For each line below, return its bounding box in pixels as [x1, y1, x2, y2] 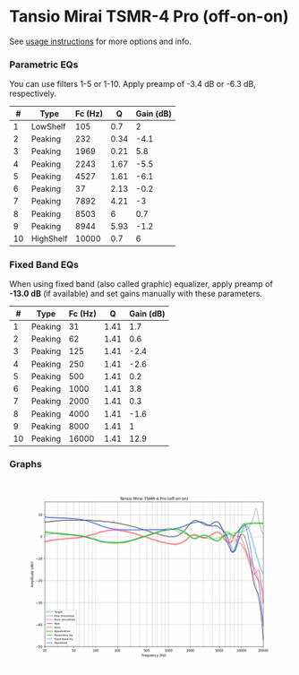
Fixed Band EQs [9, 258, 79, 271]
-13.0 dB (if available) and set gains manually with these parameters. [9, 289, 262, 299]
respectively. [9, 88, 56, 100]
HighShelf [30, 233, 68, 244]
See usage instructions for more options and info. [9, 36, 192, 47]
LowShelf [30, 121, 66, 132]
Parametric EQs [9, 58, 79, 71]
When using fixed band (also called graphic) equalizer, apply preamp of [9, 279, 273, 290]
